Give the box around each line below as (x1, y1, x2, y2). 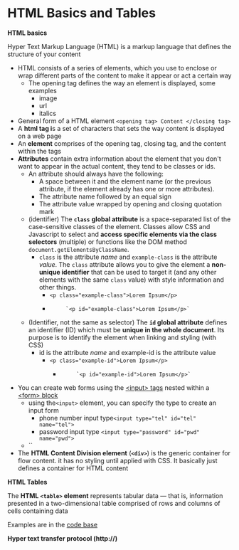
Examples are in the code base (7, 520, 98, 529)
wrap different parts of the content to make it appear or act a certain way (17, 71, 232, 80)
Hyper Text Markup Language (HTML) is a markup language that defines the (7, 42, 232, 51)
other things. (38, 282, 77, 291)
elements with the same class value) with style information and (38, 275, 224, 284)
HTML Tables (7, 477, 48, 486)
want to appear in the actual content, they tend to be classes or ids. (17, 162, 216, 170)
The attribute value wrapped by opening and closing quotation (38, 199, 222, 208)
